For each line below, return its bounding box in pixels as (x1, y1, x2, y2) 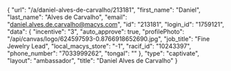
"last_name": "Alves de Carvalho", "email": (7, 13, 128, 21)
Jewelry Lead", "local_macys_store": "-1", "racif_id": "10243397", (7, 42, 192, 50)
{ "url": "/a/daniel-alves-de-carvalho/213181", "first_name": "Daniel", (7, 6, 201, 14)
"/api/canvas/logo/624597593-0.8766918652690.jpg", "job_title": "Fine (7, 35, 210, 43)
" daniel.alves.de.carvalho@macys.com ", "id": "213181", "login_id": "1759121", (7, 20, 225, 28)
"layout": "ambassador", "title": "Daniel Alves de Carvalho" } (7, 57, 178, 64)
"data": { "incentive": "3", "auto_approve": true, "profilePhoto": (7, 27, 185, 35)
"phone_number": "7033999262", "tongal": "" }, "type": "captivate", (7, 49, 200, 57)
